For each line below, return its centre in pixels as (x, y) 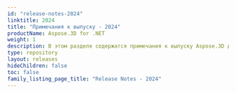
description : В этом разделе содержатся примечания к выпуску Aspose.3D (116, 46)
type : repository (33, 53)
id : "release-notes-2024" (45, 14)
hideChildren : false (38, 66)
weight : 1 (22, 40)
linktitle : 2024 (31, 20)
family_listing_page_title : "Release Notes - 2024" (84, 79)
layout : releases (33, 59)
